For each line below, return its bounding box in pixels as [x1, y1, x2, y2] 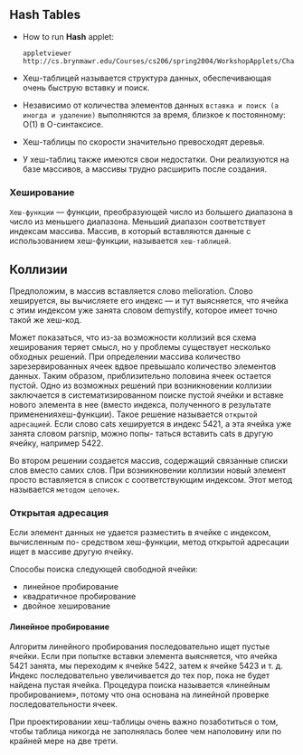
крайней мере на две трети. [9, 736, 118, 747]
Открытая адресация [9, 506, 109, 519]
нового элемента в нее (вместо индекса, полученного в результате [9, 399, 271, 410]
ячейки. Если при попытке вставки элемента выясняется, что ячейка [9, 651, 278, 662]
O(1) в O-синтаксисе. [22, 118, 104, 129]
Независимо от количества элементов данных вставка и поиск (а [22, 99, 279, 110]
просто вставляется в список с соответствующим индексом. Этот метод [9, 474, 293, 485]
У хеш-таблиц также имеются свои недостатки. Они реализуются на [22, 154, 289, 165]
